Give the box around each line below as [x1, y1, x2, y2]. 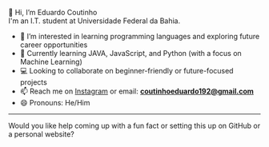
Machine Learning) [19, 57, 82, 66]
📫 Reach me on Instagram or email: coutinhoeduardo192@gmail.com [19, 86, 255, 96]
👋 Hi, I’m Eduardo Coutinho [8, 8, 98, 17]
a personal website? [8, 129, 74, 139]
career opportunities [19, 40, 88, 50]
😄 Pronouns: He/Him [19, 98, 90, 107]
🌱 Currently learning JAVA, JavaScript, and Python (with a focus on [19, 49, 242, 58]
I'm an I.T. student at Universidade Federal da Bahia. [8, 16, 181, 26]
